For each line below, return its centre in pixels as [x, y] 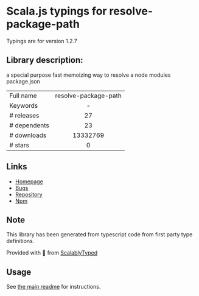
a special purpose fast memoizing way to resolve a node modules [89, 75]
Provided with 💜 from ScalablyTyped [52, 253]
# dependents [30, 125]
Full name [23, 96]
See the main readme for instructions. [54, 287]
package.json [23, 81]
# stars [19, 145]
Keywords [24, 105]
